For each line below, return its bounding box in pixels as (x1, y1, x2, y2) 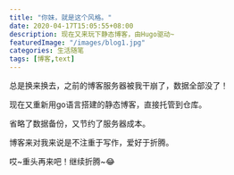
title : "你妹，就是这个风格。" (9, 12, 113, 22)
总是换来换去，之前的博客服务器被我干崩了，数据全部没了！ (9, 80, 229, 90)
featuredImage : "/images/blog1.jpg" (9, 37, 146, 47)
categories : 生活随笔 (9, 46, 85, 55)
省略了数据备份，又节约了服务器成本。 (9, 118, 150, 129)
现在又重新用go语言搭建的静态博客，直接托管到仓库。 (9, 99, 207, 110)
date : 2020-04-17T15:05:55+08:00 (9, 21, 134, 30)
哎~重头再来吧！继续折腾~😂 (9, 156, 115, 166)
